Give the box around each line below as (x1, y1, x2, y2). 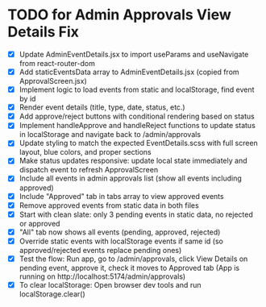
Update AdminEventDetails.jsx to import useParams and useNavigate (19, 49, 249, 59)
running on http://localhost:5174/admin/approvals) (19, 272, 186, 281)
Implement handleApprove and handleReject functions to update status (19, 121, 256, 131)
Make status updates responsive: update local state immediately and (19, 156, 247, 166)
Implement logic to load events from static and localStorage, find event (19, 85, 255, 94)
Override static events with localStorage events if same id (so (19, 236, 223, 246)
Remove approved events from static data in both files (19, 200, 199, 210)
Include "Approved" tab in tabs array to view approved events (19, 191, 224, 201)
